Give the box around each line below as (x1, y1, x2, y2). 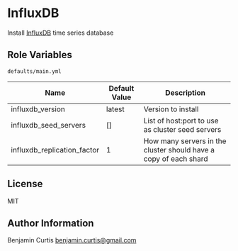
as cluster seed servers (143, 124, 222, 134)
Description (165, 87, 206, 97)
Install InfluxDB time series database (7, 28, 114, 37)
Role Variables (7, 49, 72, 61)
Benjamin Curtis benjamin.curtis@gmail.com (7, 236, 137, 245)
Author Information (7, 217, 94, 229)
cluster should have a (143, 145, 215, 155)
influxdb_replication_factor (11, 145, 100, 155)
